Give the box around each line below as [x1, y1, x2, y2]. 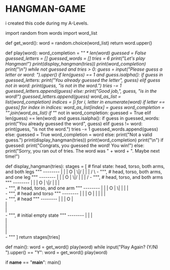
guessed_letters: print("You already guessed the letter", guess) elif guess [5, 77, 161, 83]
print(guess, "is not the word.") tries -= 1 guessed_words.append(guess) [5, 126, 158, 132]
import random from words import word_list [5, 30, 98, 36]
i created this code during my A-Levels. [5, 20, 89, 26]
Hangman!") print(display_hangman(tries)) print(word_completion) [5, 60, 146, 67]
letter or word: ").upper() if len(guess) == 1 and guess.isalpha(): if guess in [5, 71, 163, 77]
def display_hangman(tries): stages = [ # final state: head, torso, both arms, [5, 163, 165, 169]
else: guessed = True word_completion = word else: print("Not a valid [5, 131, 153, 137]
